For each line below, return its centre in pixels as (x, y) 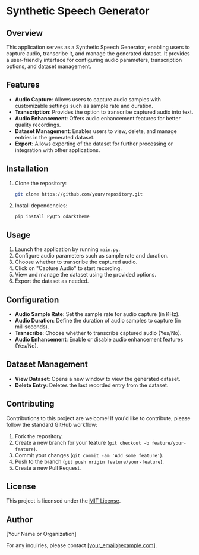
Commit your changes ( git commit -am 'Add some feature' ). (89, 455)
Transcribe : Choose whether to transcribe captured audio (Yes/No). (98, 333)
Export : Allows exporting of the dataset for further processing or (94, 144)
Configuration (33, 300)
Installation (27, 169)
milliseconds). (32, 327)
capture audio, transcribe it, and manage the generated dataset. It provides (98, 54)
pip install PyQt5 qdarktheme (52, 216)
